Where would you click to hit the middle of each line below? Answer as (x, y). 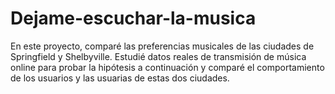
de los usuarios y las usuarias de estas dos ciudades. (120, 78)
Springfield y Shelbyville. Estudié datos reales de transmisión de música (158, 56)
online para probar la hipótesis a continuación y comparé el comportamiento (167, 67)
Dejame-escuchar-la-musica (133, 18)
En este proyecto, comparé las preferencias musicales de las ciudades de (162, 46)
